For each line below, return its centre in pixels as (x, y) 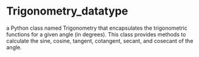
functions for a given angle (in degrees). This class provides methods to (96, 34)
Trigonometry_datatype (67, 11)
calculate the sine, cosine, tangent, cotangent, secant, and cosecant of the (100, 41)
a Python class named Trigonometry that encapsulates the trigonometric (97, 28)
